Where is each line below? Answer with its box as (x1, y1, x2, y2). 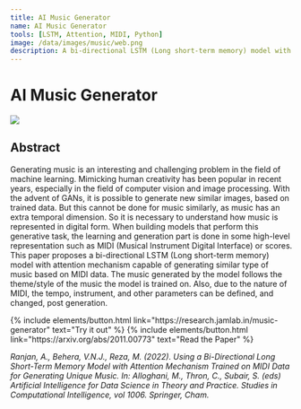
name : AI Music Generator (10, 22, 107, 30)
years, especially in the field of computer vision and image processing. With (10, 183, 290, 194)
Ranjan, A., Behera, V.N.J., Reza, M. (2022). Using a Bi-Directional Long (10, 351, 276, 361)
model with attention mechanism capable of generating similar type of (10, 259, 270, 270)
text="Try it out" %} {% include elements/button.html (51, 324, 249, 335)
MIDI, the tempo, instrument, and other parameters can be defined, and (10, 288, 274, 299)
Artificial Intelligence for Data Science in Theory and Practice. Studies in (10, 379, 279, 390)
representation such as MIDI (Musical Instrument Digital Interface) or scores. (10, 239, 293, 251)
